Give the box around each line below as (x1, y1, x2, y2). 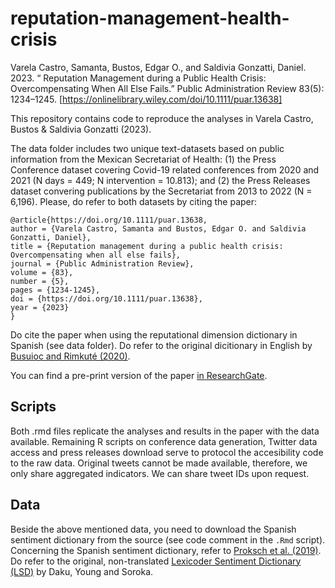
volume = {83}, (10, 267, 74, 277)
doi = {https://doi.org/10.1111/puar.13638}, (10, 293, 203, 304)
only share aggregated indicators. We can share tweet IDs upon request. (10, 467, 310, 479)
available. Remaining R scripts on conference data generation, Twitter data (10, 435, 318, 447)
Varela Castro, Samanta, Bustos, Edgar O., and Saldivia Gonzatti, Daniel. (10, 61, 307, 73)
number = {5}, (10, 276, 70, 286)
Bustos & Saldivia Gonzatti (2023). (10, 123, 152, 135)
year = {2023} (10, 302, 70, 312)
